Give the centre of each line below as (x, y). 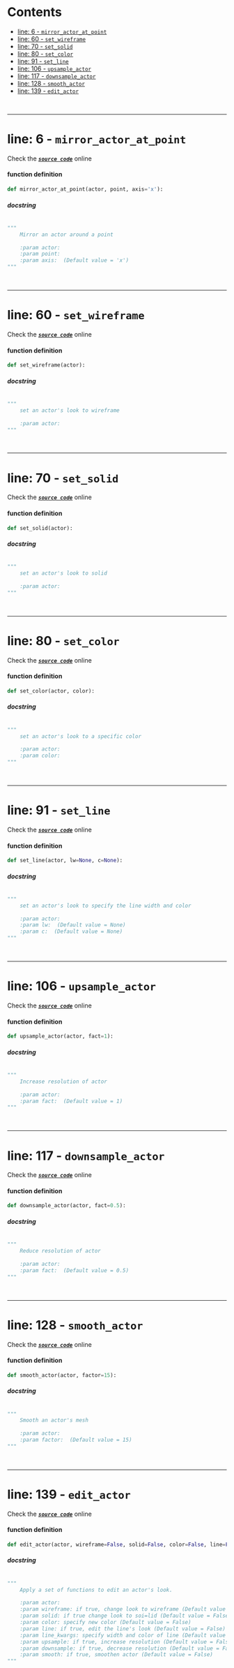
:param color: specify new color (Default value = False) (106, 1623)
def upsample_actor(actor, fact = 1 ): (60, 1036)
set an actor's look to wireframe (70, 410)
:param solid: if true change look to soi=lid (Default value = (115, 1616)
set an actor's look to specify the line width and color (106, 906)
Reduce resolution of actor (60, 1251)
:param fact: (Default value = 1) (71, 1101)
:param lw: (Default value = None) (73, 925)
